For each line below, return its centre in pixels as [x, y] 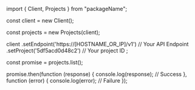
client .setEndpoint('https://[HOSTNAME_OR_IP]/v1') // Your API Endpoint [97, 44]
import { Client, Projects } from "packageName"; [67, 9]
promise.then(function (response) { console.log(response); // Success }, [97, 74]
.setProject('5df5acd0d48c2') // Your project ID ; [67, 50]
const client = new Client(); [40, 20]
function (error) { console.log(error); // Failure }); [67, 81]
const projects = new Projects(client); [53, 32]
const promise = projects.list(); [45, 62]
